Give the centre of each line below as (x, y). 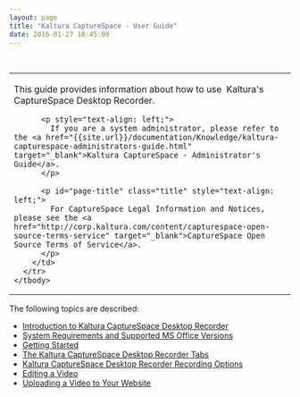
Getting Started (50, 345)
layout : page (33, 17)
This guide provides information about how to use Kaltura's (139, 89)
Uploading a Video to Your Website (87, 383)
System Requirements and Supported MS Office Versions (128, 335)
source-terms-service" (62, 236)
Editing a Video (50, 374)
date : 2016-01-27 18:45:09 (59, 34)
